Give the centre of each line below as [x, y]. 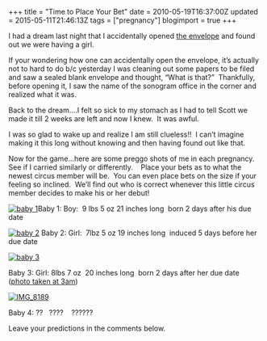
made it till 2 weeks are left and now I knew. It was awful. [104, 119]
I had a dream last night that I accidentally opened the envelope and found [132, 36]
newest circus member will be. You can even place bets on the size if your [132, 176]
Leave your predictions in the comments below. [87, 328]
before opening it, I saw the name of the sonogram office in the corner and [132, 86]
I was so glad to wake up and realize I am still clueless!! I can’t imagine [126, 134]
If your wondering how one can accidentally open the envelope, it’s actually [134, 60]
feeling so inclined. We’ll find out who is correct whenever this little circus [132, 184]
